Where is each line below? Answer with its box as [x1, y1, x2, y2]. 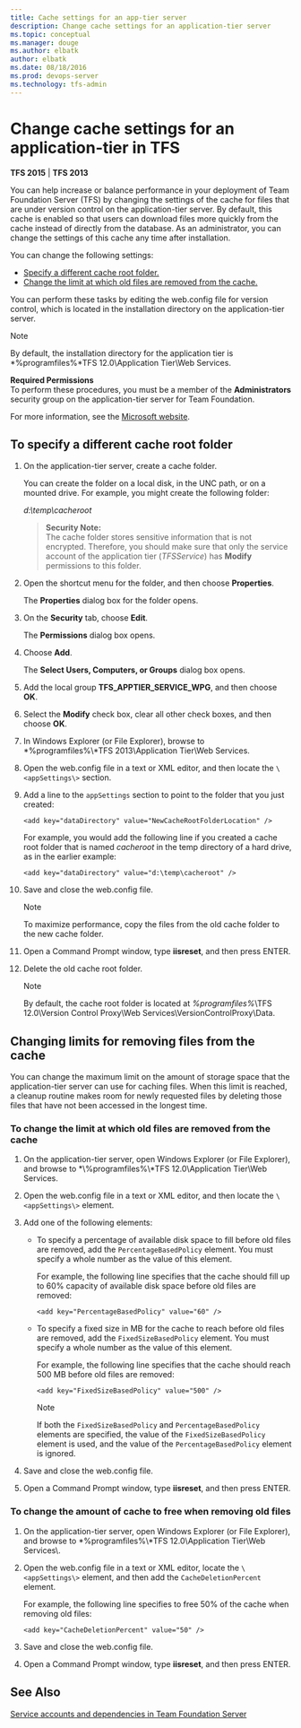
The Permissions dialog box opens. [22, 630, 156, 641]
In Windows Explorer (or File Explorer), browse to [22, 736, 205, 747]
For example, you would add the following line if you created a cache [22, 832, 278, 843]
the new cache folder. [22, 929, 104, 940]
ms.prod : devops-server [10, 72, 99, 81]
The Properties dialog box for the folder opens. [22, 595, 199, 606]
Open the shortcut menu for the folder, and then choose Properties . [22, 577, 274, 588]
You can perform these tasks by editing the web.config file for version [10, 293, 269, 305]
